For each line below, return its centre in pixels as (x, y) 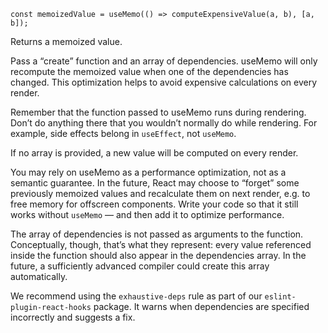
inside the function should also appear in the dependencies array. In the (158, 255)
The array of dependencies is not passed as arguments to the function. (157, 234)
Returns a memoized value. (66, 41)
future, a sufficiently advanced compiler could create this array (140, 266)
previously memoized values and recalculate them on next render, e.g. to (160, 193)
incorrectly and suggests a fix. (73, 317)
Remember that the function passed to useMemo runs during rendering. (158, 112)
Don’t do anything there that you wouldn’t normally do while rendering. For (164, 123)
